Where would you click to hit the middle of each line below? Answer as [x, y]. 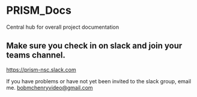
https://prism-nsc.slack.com [41, 69]
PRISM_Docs [39, 10]
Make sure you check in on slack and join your [94, 46]
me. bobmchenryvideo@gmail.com [50, 87]
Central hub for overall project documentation [63, 27]
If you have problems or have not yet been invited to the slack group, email [98, 81]
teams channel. [36, 55]
